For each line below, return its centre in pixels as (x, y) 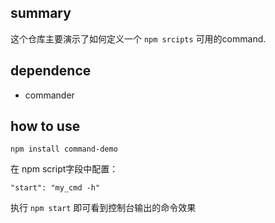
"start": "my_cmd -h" (55, 188)
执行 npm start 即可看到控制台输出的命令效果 (103, 208)
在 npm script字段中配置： (64, 169)
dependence (51, 71)
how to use (45, 126)
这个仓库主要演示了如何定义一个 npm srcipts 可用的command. (138, 38)
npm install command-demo (64, 149)
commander (49, 95)
